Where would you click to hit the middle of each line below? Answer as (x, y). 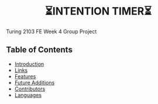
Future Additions (35, 82)
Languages (28, 95)
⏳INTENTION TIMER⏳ (98, 11)
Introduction (29, 64)
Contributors (30, 89)
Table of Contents (39, 50)
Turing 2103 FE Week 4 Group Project (51, 31)
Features (25, 76)
